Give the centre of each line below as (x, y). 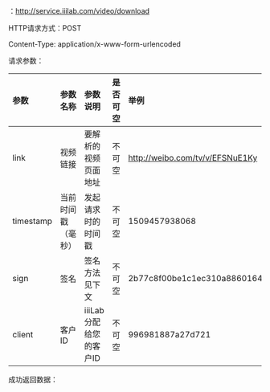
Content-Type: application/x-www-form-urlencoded (94, 44)
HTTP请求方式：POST (45, 28)
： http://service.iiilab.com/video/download (79, 11)
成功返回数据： (33, 380)
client (23, 335)
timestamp (33, 221)
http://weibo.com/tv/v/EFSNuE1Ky (193, 158)
